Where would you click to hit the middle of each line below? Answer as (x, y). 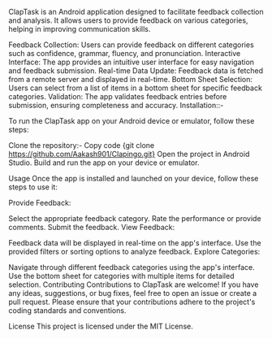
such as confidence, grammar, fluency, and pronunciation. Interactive (125, 53)
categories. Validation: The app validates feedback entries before (118, 96)
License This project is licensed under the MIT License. (101, 326)
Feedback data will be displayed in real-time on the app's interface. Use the (135, 243)
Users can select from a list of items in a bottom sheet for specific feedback (135, 88)
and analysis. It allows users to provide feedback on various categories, (128, 20)
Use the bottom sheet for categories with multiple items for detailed (121, 276)
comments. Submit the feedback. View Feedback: (92, 227)
